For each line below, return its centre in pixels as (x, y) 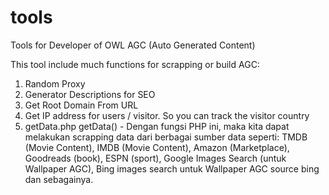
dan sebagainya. (59, 179)
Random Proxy (55, 83)
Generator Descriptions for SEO (90, 94)
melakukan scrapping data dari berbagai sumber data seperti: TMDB (166, 137)
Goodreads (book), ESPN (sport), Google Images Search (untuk (155, 158)
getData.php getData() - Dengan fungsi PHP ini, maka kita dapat (157, 126)
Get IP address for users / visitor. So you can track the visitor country (167, 115)
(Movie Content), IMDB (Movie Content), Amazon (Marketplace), (157, 147)
